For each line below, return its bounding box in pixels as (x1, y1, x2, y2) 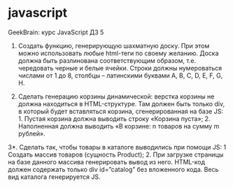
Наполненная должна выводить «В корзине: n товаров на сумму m (17, 122, 220, 130)
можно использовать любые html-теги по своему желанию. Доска (17, 49, 219, 57)
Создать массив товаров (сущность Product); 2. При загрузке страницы (8, 150, 224, 159)
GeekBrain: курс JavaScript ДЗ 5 (8, 28, 104, 36)
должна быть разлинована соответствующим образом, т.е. (17, 56, 197, 64)
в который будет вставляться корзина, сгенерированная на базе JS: (17, 107, 223, 115)
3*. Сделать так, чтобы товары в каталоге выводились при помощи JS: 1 (8, 143, 227, 151)
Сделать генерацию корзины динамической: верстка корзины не (17, 92, 215, 101)
